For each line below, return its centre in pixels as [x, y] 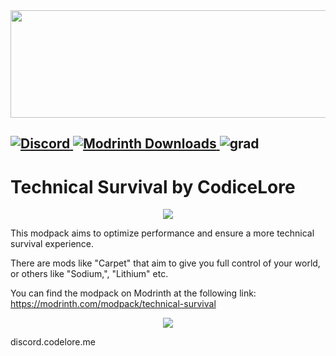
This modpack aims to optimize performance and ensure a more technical [162, 233]
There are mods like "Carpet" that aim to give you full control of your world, [165, 263]
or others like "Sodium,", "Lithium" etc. [89, 274]
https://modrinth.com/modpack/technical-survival [113, 304]
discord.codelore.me [53, 342]
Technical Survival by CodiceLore [153, 186]
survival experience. [52, 244]
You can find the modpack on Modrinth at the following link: [133, 293]
